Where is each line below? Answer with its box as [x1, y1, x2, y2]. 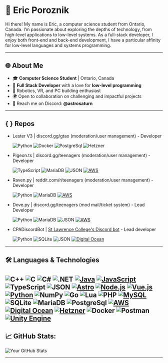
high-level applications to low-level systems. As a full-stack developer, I [5, 31, 153, 37]
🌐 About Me [5, 61, 43, 70]
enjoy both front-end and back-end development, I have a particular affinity [5, 37, 161, 43]
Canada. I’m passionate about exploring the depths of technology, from [5, 26, 152, 32]
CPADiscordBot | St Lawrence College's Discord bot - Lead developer [12, 226, 156, 232]
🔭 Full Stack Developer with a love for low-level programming [12, 82, 141, 88]
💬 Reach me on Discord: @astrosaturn [12, 100, 93, 106]
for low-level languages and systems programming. [5, 42, 111, 48]
